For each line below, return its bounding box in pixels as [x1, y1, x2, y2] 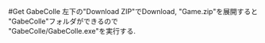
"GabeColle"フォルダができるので [8, 16, 119, 26]
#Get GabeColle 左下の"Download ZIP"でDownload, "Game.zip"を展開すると [8, 7, 258, 16]
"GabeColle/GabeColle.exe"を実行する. [8, 27, 136, 35]
